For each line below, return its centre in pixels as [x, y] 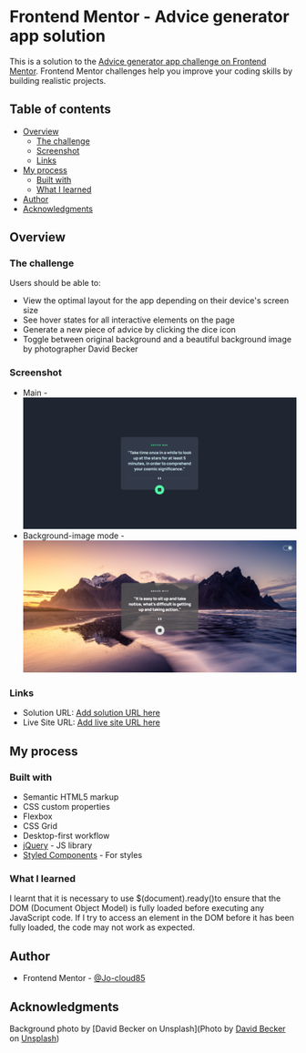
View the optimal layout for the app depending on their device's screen [156, 301]
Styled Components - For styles [82, 855]
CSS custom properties [66, 807]
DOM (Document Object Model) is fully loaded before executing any [137, 908]
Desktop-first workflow [66, 836]
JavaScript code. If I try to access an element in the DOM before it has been [152, 918]
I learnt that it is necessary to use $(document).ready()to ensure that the [145, 898]
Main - [35, 393]
